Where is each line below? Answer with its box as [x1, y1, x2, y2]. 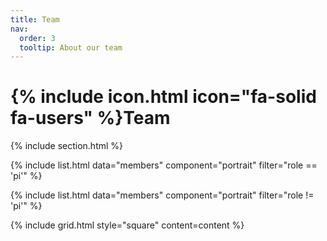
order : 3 [19, 33, 56, 43]
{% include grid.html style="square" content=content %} [10, 219, 245, 231]
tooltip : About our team [19, 42, 123, 53]
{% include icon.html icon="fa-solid [10, 86, 317, 108]
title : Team [10, 14, 60, 25]
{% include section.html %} [10, 140, 124, 152]
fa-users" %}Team [10, 107, 171, 130]
